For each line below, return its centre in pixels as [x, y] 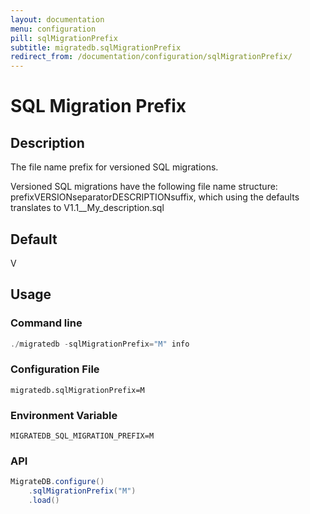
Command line [46, 323]
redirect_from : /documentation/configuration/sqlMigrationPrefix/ [151, 57]
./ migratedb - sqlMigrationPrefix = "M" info [100, 344]
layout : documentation [57, 19]
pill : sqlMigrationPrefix [64, 38]
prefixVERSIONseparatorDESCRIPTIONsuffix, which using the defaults [155, 197]
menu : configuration [53, 29]
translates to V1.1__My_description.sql [87, 208]
